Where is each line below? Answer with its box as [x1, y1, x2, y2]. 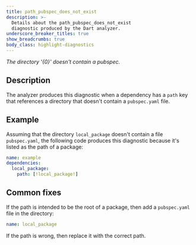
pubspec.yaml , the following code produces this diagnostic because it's [6, 137, 179, 144]
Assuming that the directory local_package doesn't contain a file [6, 130, 163, 137]
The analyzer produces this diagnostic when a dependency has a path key [6, 91, 188, 98]
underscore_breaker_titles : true [6, 31, 89, 37]
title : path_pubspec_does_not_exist [6, 8, 97, 15]
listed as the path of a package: [6, 143, 84, 150]
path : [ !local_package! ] [17, 171, 78, 177]
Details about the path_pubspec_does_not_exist [11, 20, 132, 26]
